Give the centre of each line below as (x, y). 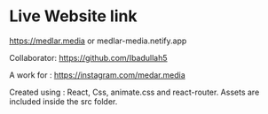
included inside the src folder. (63, 101)
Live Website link (73, 16)
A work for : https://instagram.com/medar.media (97, 75)
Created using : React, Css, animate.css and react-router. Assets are (134, 92)
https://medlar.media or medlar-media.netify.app (98, 41)
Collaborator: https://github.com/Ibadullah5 (88, 57)
